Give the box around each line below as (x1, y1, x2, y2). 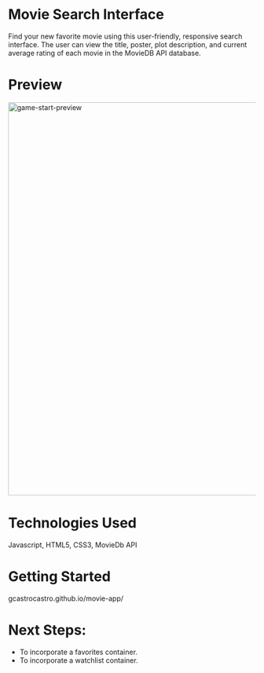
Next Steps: (8, 621, 86, 638)
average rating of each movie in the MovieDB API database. (8, 48, 202, 57)
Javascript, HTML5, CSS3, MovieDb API (8, 540, 137, 550)
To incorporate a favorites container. (19, 647, 137, 656)
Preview (8, 76, 63, 94)
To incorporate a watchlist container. (19, 655, 139, 665)
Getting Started (8, 568, 112, 585)
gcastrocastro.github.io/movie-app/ (8, 594, 124, 603)
